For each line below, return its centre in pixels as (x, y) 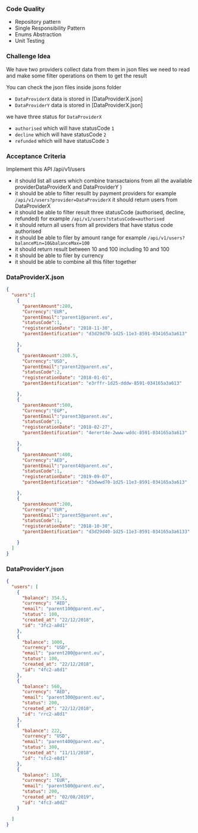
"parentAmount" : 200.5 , (50, 355)
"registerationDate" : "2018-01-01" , (67, 378)
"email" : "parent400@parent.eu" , (63, 742)
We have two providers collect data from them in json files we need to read (98, 69)
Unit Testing (29, 41)
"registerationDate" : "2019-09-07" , (67, 477)
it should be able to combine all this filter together (76, 261)
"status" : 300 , (41, 747)
